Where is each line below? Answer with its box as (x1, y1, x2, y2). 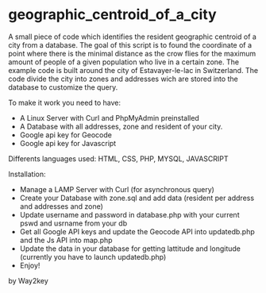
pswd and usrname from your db (19, 218, 128, 228)
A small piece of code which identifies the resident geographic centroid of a (8, 32, 256, 41)
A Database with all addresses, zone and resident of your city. (19, 121, 223, 131)
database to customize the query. (8, 82, 118, 92)
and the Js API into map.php (19, 235, 113, 245)
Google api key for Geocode (19, 129, 113, 140)
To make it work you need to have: (8, 98, 121, 107)
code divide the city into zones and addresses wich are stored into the (8, 74, 238, 83)
